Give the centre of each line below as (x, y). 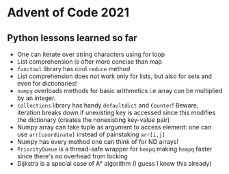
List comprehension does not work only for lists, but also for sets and (114, 76)
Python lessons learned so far (72, 38)
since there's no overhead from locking (72, 156)
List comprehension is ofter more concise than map (90, 62)
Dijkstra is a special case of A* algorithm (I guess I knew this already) (114, 163)
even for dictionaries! (47, 83)
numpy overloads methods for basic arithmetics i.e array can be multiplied (120, 91)
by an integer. (36, 98)
